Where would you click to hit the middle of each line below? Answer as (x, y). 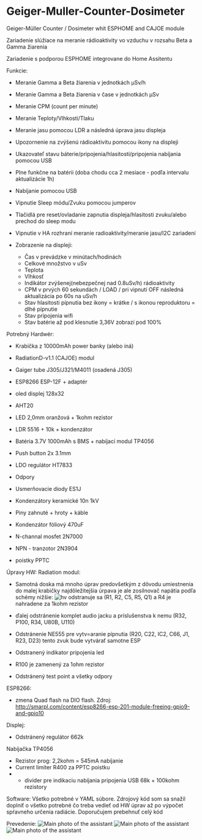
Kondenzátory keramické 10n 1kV (57, 500)
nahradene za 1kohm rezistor (52, 603)
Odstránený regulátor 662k (49, 737)
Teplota (34, 270)
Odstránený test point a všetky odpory (64, 676)
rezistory (36, 787)
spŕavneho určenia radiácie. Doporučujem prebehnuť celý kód (85, 812)
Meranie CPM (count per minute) (57, 106)
